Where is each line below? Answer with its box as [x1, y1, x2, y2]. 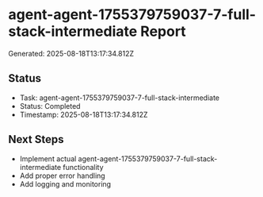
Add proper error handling [19, 171, 105, 180]
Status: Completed [19, 101, 81, 110]
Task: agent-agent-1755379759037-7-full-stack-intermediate [19, 93, 220, 102]
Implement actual [19, 153, 77, 164]
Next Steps [8, 133, 64, 146]
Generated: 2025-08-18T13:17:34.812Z [8, 48, 135, 58]
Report [139, 22, 186, 41]
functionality [63, 162, 105, 172]
